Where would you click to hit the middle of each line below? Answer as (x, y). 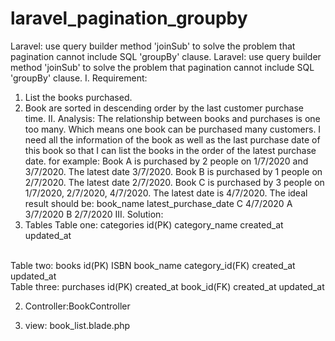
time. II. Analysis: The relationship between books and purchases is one (172, 118)
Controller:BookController (77, 306)
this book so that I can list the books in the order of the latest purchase (170, 150)
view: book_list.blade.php (77, 325)
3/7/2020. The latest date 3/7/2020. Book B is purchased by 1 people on (173, 171)
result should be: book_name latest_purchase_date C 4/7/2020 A (158, 203)
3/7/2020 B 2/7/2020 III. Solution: (94, 214)
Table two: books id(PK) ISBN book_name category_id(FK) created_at (153, 265)
